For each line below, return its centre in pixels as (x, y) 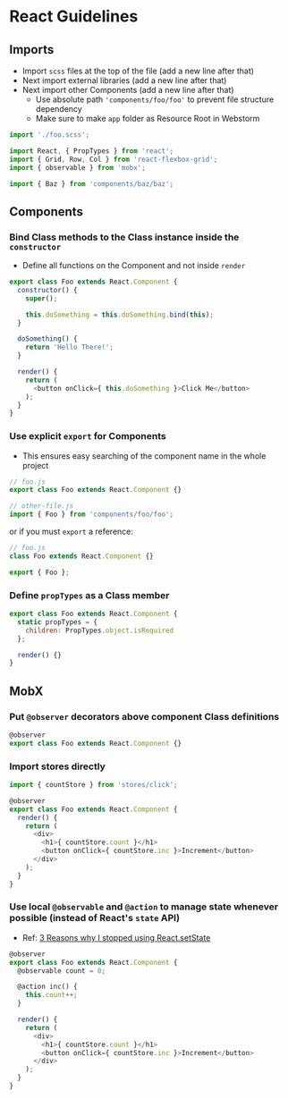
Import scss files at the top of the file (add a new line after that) (138, 71)
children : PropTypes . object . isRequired (100, 630)
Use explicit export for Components (88, 436)
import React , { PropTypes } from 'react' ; (92, 151)
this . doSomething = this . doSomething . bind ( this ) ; (120, 315)
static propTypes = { (58, 622)
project (35, 465)
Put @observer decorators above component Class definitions (144, 716)
